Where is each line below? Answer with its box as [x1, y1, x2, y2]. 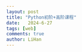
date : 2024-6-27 [6, 20, 52, 26]
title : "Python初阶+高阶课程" [6, 14, 77, 20]
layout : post [6, 8, 39, 15]
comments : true [6, 31, 45, 37]
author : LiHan [6, 36, 42, 42]
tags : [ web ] [6, 25, 36, 32]
